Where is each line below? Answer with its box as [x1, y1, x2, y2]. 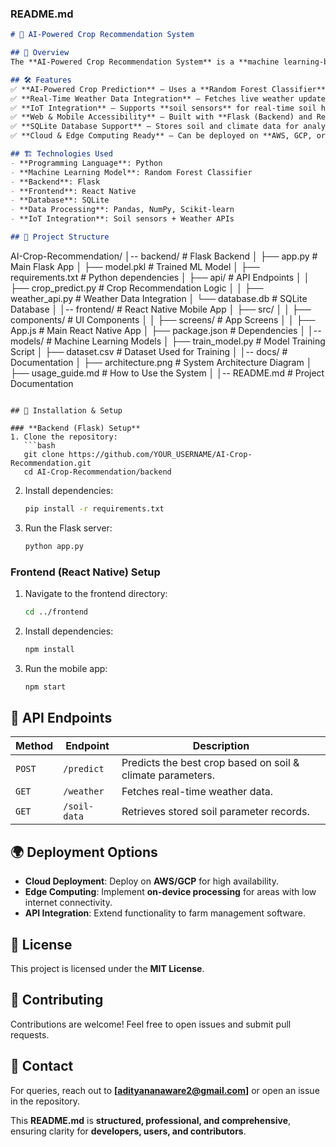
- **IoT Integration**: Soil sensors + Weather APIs [10, 214, 235, 224]
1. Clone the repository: [10, 432, 118, 442]
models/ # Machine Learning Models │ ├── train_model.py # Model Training [10, 335, 326, 347]
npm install [24, 644, 75, 654]
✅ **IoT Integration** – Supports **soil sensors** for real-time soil [10, 103, 317, 113]
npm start [24, 682, 67, 692]
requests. [10, 1028, 50, 1041]
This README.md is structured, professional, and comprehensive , [10, 1114, 292, 1126]
